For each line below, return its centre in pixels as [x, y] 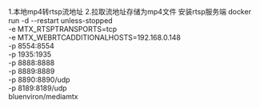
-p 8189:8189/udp [38, 88]
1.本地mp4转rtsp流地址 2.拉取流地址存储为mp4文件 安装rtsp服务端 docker [130, 12]
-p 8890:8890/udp [39, 79]
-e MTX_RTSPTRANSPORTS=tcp [63, 29]
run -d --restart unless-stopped [61, 21]
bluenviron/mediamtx [43, 96]
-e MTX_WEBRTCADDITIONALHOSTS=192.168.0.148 [95, 37]
